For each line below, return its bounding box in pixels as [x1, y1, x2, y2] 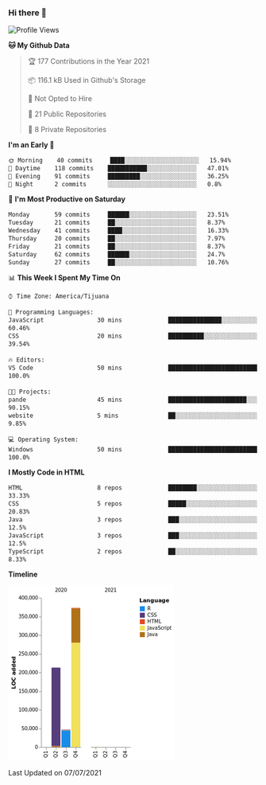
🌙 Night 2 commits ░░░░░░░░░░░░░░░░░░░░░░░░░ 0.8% [8, 181, 222, 189]
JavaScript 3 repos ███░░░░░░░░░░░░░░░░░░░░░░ [8, 532, 258, 540]
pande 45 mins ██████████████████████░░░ [8, 396, 258, 404]
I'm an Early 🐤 [8, 140, 55, 150]
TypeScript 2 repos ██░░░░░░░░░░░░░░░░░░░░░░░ [8, 548, 258, 556]
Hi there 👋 [8, 7, 48, 18]
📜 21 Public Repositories [27, 109, 107, 119]
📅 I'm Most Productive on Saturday [8, 194, 125, 204]
